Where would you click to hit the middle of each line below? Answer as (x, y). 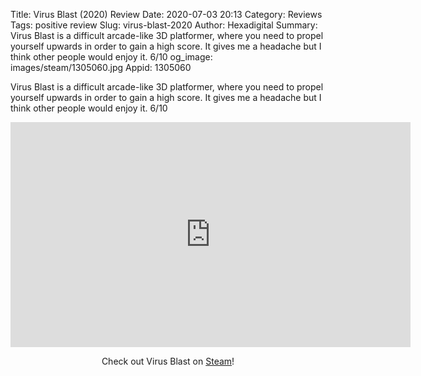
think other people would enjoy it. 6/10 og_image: (111, 57)
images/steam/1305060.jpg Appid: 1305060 (101, 67)
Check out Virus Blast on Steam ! (168, 361)
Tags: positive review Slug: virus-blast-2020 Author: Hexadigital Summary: (164, 25)
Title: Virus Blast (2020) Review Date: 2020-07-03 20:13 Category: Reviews (166, 14)
